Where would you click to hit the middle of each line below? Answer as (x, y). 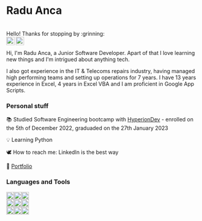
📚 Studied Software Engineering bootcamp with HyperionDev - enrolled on (100, 120)
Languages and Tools (38, 182)
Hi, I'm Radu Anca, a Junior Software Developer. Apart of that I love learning (101, 53)
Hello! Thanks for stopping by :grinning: (55, 33)
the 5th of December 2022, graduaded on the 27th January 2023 (87, 128)
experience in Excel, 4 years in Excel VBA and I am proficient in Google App (100, 84)
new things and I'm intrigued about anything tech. (68, 59)
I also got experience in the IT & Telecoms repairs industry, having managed (101, 71)
